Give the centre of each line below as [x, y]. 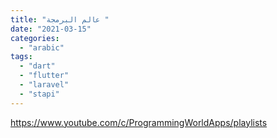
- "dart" [37, 66]
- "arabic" [42, 47]
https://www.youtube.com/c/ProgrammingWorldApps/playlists [139, 122]
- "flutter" [44, 76]
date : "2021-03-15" [51, 29]
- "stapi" [39, 94]
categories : [35, 38]
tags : [21, 57]
